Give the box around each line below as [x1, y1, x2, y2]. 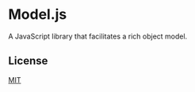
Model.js [8, 6, 67, 24]
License [8, 54, 48, 68]
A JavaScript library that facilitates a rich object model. [8, 31, 188, 41]
